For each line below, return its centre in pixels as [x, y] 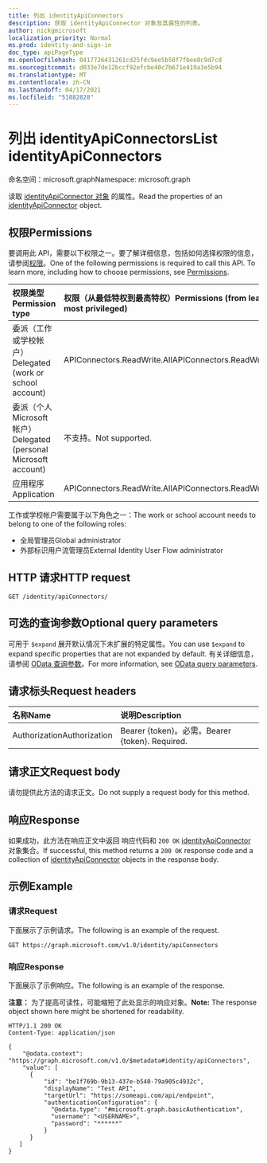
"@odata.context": [53, 1054]
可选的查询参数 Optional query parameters [113, 623]
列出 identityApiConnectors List [113, 139]
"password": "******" [87, 1124]
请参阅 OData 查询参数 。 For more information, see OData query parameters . [133, 664]
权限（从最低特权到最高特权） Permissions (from [155, 298]
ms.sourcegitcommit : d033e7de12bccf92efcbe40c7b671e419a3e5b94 [115, 68]
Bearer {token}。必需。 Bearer [176, 731]
